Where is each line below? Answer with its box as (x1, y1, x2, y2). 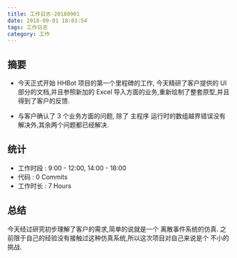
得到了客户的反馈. (17, 97, 70, 105)
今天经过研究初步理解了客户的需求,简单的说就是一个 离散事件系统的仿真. (7, 225, 219, 233)
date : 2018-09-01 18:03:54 (7, 17, 88, 24)
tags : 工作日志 (7, 24, 48, 31)
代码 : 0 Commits (17, 172, 68, 181)
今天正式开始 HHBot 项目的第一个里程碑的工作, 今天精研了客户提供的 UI (17, 79, 227, 88)
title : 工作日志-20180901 (7, 10, 80, 18)
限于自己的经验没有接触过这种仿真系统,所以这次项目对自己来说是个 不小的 (13, 233, 229, 242)
